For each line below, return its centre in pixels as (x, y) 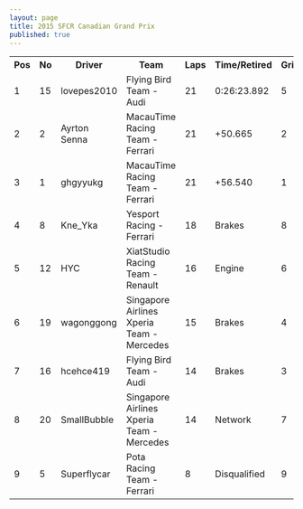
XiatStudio (148, 251)
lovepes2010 (89, 91)
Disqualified (240, 474)
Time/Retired (243, 65)
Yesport (142, 214)
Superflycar (86, 474)
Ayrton (75, 128)
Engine (230, 269)
